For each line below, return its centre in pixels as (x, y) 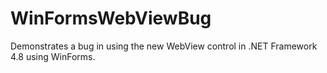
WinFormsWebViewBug (111, 18)
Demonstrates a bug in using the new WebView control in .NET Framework (164, 46)
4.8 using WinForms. (53, 56)
